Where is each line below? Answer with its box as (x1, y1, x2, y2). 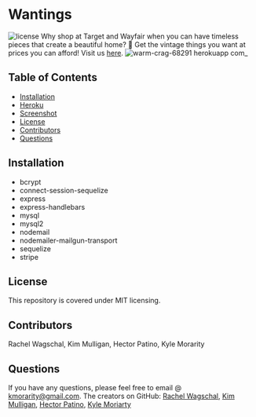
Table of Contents (8, 71, 98, 84)
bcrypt (19, 177, 42, 186)
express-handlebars (19, 202, 86, 211)
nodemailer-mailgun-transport (19, 236, 118, 245)
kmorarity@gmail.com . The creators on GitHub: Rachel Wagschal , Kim (8, 391, 236, 401)
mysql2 (19, 218, 44, 229)
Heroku (19, 100, 44, 109)
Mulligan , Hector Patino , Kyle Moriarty (8, 400, 132, 409)
